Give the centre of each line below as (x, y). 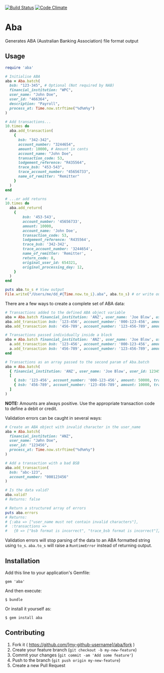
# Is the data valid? (27, 490)
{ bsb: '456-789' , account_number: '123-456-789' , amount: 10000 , (83, 385)
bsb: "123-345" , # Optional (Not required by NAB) (62, 86)
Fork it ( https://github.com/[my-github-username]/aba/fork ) (73, 645)
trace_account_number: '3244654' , (58, 249)
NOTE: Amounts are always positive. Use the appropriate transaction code (80, 403)
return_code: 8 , (39, 258)
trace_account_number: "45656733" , (54, 172)
